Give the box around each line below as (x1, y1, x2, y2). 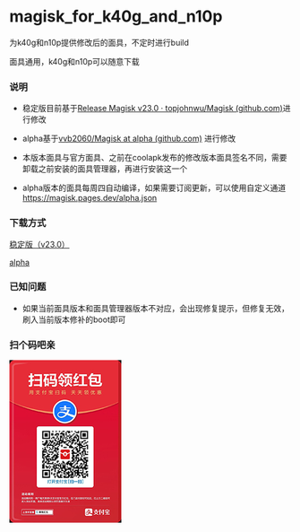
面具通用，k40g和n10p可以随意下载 (9, 56, 141, 66)
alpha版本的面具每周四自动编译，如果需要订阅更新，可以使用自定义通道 (21, 182, 287, 194)
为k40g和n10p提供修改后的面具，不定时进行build (9, 37, 190, 48)
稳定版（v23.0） (9, 239, 70, 249)
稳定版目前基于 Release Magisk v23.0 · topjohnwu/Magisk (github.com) (21, 103, 284, 114)
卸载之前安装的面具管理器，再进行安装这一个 (21, 163, 188, 174)
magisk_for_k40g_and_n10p (9, 6, 223, 27)
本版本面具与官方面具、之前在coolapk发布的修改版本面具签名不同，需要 (21, 153, 288, 163)
